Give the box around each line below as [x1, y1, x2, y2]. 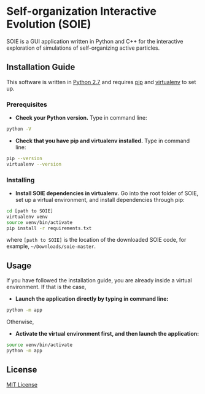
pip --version [6, 155, 43, 161]
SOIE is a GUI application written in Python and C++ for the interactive [6, 37, 184, 45]
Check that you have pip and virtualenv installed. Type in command [15, 137, 190, 144]
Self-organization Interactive [6, 4, 157, 18]
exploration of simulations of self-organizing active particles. [6, 44, 160, 52]
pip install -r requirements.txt [6, 225, 92, 231]
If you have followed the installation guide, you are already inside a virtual [6, 277, 192, 284]
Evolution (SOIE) [6, 17, 91, 31]
